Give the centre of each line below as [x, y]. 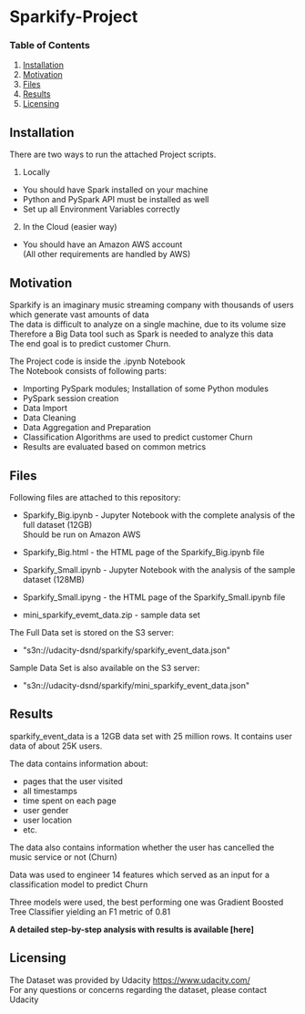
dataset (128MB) [53, 579]
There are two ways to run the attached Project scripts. [113, 155]
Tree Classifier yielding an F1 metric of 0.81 [90, 911]
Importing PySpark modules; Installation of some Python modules [145, 388]
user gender [46, 810]
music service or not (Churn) [64, 857]
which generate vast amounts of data [80, 315]
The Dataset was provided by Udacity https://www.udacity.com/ [130, 980]
